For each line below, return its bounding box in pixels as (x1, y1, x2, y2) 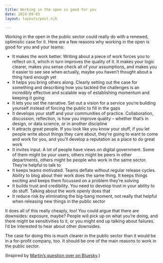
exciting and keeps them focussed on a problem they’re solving (12, 178, 139, 184)
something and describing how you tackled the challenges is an (12, 85, 140, 91)
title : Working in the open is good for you (5, 7, 97, 12)
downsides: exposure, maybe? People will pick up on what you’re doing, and (5, 213, 158, 219)
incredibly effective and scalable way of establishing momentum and (12, 90, 150, 95)
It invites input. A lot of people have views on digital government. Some (12, 147, 154, 152)
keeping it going (12, 95, 45, 101)
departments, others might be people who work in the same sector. (12, 157, 147, 163)
